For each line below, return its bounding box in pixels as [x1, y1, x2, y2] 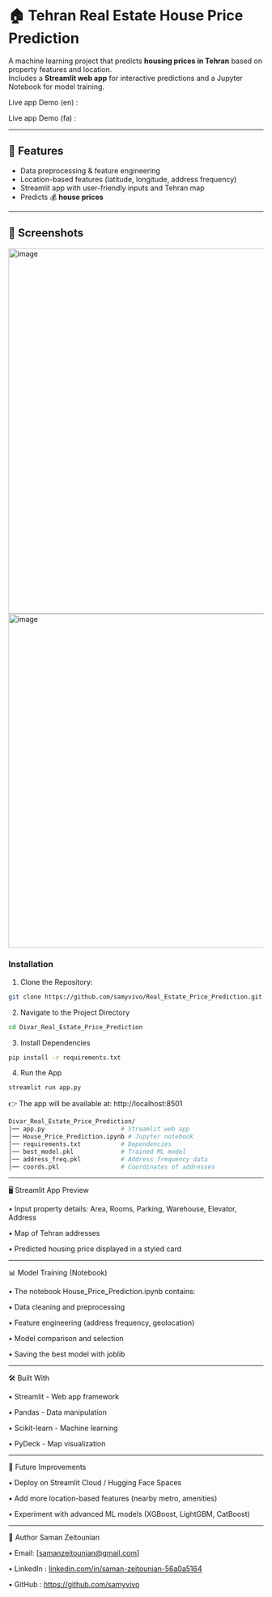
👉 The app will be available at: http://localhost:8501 [8, 1099, 183, 1109]
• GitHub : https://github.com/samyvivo [8, 1580, 140, 1590]
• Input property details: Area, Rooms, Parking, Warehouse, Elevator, [8, 1204, 237, 1214]
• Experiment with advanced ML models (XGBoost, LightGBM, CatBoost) [8, 1510, 251, 1519]
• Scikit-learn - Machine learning [8, 1423, 118, 1433]
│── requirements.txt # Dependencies [8, 1139, 172, 1148]
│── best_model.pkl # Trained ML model [8, 1148, 186, 1156]
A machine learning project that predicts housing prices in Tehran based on [8, 56, 263, 66]
